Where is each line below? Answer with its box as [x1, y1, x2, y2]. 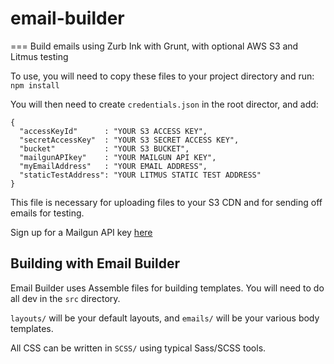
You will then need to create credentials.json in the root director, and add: [10, 98, 319, 110]
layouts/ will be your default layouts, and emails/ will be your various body [10, 312, 320, 324]
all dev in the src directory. [10, 292, 121, 304]
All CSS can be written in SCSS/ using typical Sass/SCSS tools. [10, 342, 267, 354]
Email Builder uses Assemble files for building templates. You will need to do [10, 282, 325, 294]
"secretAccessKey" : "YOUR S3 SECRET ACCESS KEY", [19, 135, 240, 145]
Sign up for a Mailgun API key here [10, 226, 153, 238]
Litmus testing [10, 50, 69, 62]
